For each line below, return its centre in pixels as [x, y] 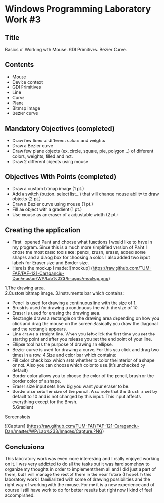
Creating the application [43, 230]
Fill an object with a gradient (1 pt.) [47, 209]
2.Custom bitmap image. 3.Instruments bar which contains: [65, 293]
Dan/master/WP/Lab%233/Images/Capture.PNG [54, 431]
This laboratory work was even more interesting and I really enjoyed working [82, 459]
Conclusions [25, 447]
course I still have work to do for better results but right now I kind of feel [79, 490]
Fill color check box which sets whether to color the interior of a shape [83, 360]
